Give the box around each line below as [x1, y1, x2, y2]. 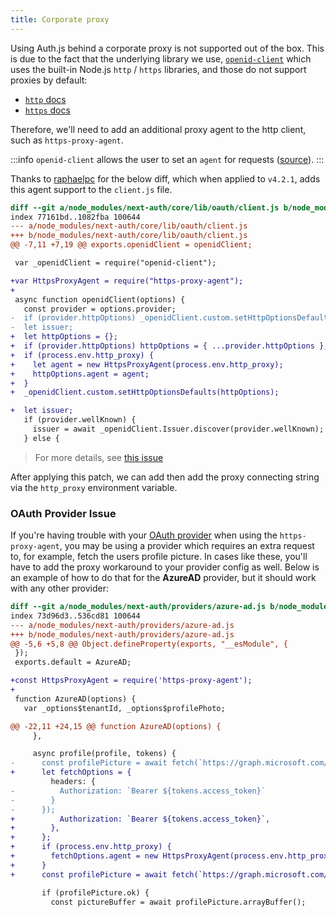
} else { [23, 433, 60, 443]
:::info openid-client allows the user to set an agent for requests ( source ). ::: [10, 153, 325, 165]
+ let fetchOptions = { [10, 767, 132, 778]
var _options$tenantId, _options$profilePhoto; [23, 703, 226, 713]
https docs [24, 104, 71, 116]
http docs [24, 93, 67, 105]
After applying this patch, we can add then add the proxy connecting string [10, 471, 320, 483]
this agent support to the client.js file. [10, 183, 173, 195]
